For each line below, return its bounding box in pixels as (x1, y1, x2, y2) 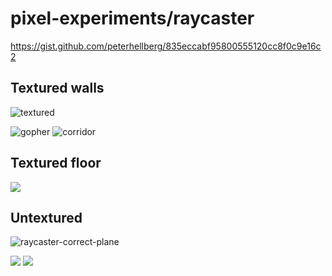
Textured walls (10, 80, 105, 97)
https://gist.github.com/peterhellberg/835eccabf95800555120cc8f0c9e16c (10, 40, 322, 52)
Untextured (10, 209, 83, 226)
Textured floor (10, 155, 102, 172)
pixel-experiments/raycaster (10, 7, 255, 30)
